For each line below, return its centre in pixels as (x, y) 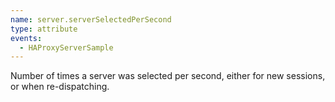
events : (26, 38)
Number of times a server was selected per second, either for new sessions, (168, 76)
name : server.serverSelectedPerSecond (91, 19)
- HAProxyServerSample (66, 47)
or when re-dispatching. (60, 87)
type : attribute (44, 29)
